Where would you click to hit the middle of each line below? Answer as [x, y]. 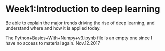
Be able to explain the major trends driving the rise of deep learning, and [80, 23]
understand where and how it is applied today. [53, 28]
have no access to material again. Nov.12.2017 [53, 43]
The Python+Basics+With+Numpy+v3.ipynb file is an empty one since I [79, 38]
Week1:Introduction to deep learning [83, 9]
